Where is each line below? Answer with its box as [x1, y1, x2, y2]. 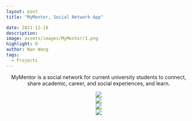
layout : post [6, 8, 38, 15]
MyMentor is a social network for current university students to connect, [11, 73, 187, 80]
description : [6, 30, 38, 36]
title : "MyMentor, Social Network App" [6, 14, 104, 20]
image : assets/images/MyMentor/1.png [6, 36, 99, 42]
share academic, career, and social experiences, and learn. [27, 80, 170, 87]
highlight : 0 [6, 41, 38, 47]
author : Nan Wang [6, 46, 49, 53]
